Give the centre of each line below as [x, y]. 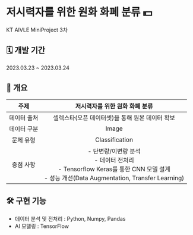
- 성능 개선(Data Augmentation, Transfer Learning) [114, 178]
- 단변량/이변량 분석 [114, 151]
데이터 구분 [24, 129]
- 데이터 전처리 [114, 160]
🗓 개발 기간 [26, 50]
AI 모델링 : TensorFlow [42, 226]
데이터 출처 [24, 118]
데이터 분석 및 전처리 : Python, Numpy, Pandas [70, 219]
